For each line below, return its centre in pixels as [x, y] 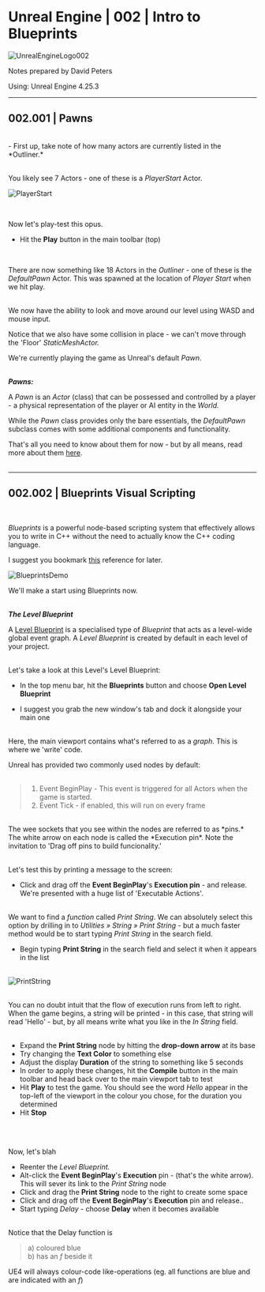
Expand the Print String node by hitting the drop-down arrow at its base [138, 1045]
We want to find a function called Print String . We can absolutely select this [131, 917]
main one [35, 717]
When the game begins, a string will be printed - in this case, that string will [131, 1013]
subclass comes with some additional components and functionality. [119, 429]
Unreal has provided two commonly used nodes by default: [105, 765]
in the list [34, 957]
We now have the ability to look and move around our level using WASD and [131, 310]
